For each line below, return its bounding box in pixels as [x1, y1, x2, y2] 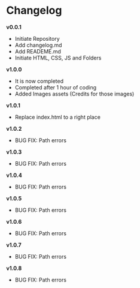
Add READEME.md [14, 47, 62, 55]
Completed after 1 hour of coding [14, 83, 97, 91]
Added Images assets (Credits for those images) [14, 90, 135, 97]
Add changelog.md [14, 41, 62, 49]
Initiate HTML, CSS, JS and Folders [14, 54, 102, 61]
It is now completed [14, 77, 64, 85]
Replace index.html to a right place [14, 113, 101, 121]
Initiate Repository [14, 35, 60, 42]
